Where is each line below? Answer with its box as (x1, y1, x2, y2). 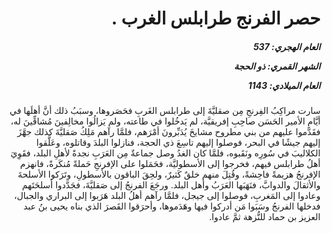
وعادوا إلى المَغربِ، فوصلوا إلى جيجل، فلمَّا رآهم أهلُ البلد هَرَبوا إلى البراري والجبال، (13, 190, 321, 202)
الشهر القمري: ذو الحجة (233, 60, 321, 72)
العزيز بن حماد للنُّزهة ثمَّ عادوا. (208, 211, 321, 223)
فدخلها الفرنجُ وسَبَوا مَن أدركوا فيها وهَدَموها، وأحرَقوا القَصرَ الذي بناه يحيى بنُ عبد (23, 200, 321, 212)
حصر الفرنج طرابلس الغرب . (111, 7, 321, 30)
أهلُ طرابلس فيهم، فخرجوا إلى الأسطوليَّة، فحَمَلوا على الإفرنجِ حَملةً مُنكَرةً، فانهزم (19, 158, 321, 170)
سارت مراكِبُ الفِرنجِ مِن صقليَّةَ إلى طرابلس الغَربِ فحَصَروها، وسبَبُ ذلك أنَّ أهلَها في (9, 105, 321, 117)
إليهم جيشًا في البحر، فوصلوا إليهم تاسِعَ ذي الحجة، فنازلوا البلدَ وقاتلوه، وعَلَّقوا (36, 137, 321, 149)
